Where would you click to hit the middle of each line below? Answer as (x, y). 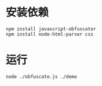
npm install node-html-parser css (50, 34)
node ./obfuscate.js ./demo (42, 76)
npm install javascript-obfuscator (51, 29)
